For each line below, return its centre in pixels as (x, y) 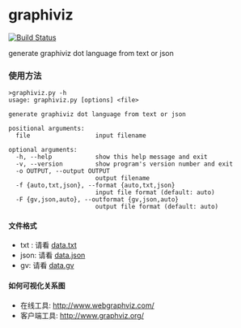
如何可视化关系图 (37, 286)
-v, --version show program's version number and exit (124, 164)
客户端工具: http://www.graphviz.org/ (82, 315)
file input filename (81, 136)
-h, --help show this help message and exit (112, 157)
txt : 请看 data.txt (48, 245)
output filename (123, 179)
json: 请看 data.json (53, 255)
